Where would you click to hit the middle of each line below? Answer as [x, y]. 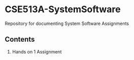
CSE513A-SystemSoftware [63, 9]
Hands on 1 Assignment [37, 51]
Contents [20, 39]
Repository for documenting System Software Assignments [67, 23]
